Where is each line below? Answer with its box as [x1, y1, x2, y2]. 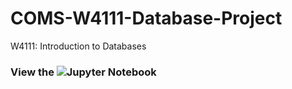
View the [10, 65, 55, 79]
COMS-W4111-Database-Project [10, 7, 283, 30]
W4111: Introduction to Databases [10, 40, 147, 52]
